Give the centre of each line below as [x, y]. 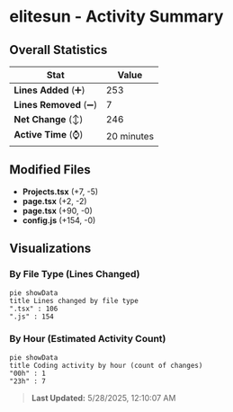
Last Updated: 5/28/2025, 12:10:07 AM [103, 398]
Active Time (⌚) [49, 134]
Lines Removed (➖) [55, 105]
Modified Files [50, 170]
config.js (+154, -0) [59, 220]
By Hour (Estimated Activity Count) [88, 339]
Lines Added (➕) [49, 90]
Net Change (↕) [49, 119]
